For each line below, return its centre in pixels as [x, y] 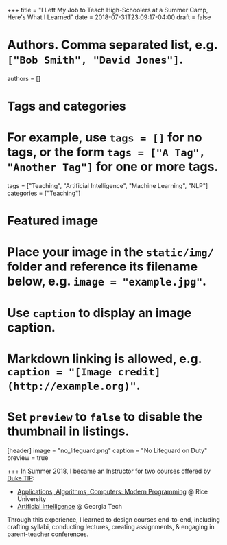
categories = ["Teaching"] [44, 193]
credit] [139, 372]
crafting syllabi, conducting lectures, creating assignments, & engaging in [111, 526]
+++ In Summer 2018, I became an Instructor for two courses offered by [109, 471]
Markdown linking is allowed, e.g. [105, 359]
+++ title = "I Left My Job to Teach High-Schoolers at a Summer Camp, [108, 10]
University [32, 499]
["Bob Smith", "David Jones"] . [95, 59]
